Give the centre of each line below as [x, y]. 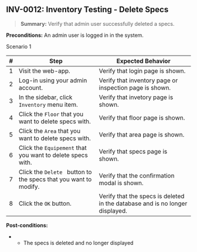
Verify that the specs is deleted [142, 196]
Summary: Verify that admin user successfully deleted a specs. [97, 23]
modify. [29, 186]
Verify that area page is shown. [142, 134]
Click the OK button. [45, 203]
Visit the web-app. [44, 71]
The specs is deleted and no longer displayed [78, 243]
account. [30, 87]
